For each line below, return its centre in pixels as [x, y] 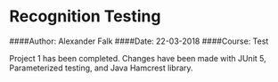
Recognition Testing [85, 16]
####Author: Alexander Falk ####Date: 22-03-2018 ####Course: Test [139, 41]
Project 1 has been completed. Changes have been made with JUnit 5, [138, 58]
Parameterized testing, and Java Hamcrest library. [101, 68]
